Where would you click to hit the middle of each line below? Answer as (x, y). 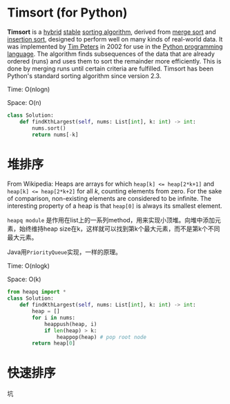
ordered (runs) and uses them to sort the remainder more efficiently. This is (114, 61)
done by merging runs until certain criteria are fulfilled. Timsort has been (111, 68)
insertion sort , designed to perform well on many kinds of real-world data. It (115, 39)
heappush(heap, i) (70, 324)
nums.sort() (49, 128)
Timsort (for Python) (67, 13)
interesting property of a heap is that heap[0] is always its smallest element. (115, 206)
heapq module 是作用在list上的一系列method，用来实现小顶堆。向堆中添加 (111, 220)
